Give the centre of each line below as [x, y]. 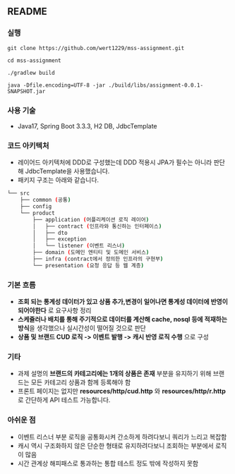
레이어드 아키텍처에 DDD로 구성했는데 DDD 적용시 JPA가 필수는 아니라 [115, 162]
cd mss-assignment [34, 60]
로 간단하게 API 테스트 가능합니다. [64, 400]
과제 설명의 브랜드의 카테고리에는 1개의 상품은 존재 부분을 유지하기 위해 [114, 374]
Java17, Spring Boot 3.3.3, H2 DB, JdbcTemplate [87, 126]
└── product [37, 213]
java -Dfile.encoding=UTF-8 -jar [56, 85]
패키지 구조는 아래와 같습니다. [58, 180]
